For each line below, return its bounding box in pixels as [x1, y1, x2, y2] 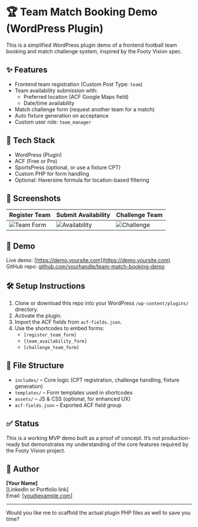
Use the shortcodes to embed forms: [14, 325, 104, 332]
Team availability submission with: [14, 87, 98, 94]
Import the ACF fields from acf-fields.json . [14, 318, 122, 325]
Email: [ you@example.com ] [6, 492, 72, 499]
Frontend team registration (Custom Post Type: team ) [14, 80, 143, 88]
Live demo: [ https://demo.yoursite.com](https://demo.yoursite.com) [6, 257, 171, 264]
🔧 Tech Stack [6, 135, 55, 146]
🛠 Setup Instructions [6, 281, 85, 291]
